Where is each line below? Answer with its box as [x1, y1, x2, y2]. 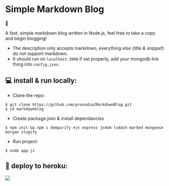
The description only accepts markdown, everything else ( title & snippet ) [12, 45, 164, 51]
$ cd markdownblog [5, 106, 44, 111]
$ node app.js [5, 148, 35, 153]
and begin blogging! [5, 35, 47, 41]
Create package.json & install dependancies [12, 115, 104, 121]
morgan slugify [5, 130, 37, 135]
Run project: [12, 138, 38, 144]
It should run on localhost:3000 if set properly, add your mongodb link [12, 55, 159, 61]
